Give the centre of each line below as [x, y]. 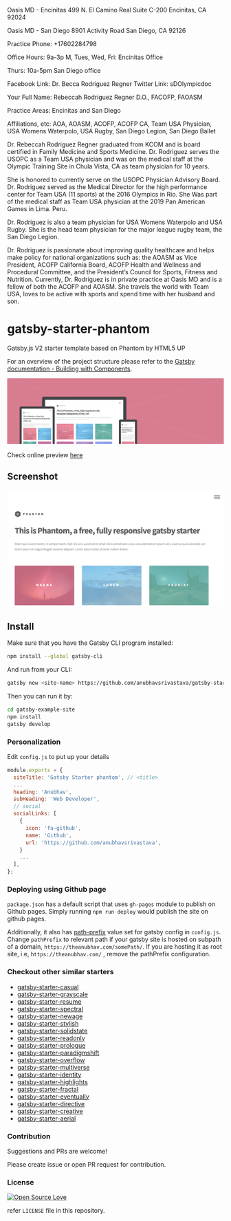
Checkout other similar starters [60, 972]
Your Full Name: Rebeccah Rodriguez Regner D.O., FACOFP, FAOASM [105, 97]
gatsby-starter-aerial [46, 1118]
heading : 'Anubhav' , [43, 792]
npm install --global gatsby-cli [55, 657]
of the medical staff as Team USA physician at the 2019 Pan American [106, 201]
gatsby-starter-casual [48, 987]
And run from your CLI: [40, 670]
